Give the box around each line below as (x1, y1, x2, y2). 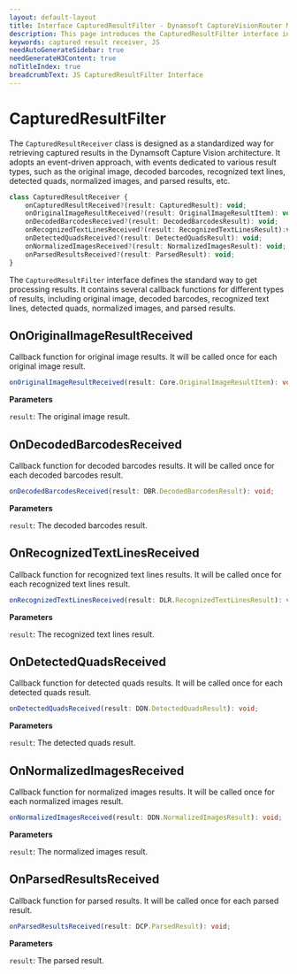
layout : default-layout (9, 12, 97, 22)
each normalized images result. (9, 796, 124, 807)
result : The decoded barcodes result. (9, 519, 148, 531)
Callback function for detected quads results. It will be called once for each (9, 678, 283, 688)
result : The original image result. (9, 411, 131, 422)
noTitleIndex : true (9, 63, 81, 72)
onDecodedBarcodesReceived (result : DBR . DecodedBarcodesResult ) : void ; (9, 487, 275, 496)
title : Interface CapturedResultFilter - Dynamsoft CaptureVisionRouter (9, 21, 283, 30)
